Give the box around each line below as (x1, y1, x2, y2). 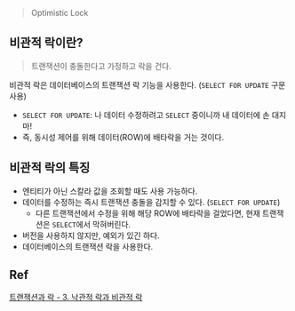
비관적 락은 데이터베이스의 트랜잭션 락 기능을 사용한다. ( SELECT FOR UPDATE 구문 (9, 79, 286, 90)
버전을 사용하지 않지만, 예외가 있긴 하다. (21, 230, 160, 241)
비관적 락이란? (9, 36, 84, 51)
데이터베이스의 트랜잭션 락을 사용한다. (21, 241, 154, 251)
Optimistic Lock (30, 8, 89, 18)
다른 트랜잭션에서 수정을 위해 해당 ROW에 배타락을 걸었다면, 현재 (35, 208, 260, 219)
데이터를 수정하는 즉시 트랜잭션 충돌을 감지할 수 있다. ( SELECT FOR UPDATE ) (21, 196, 281, 207)
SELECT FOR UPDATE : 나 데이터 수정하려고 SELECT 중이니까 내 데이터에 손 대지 (21, 109, 287, 120)
